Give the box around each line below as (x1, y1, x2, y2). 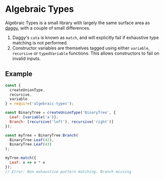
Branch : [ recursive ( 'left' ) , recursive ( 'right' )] (9, 119, 114, 124)
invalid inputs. (12, 55, 41, 61)
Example (5, 70, 33, 78)
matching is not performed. (12, 39, 68, 45)
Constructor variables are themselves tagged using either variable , (12, 45, 150, 51)
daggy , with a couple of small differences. (5, 25, 90, 31)
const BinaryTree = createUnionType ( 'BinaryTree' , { (5, 110, 116, 115)
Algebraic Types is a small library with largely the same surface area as (5, 20, 150, 26)
